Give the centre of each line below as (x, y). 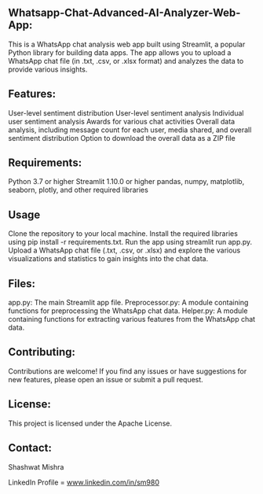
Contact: (30, 448)
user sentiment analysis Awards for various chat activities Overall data (122, 121)
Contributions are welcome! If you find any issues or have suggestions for (128, 371)
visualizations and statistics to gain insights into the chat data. (108, 259)
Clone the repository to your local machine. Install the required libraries (123, 234)
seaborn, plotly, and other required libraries (79, 190)
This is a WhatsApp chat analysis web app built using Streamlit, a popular (127, 44)
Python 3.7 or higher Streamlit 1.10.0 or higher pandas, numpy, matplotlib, (126, 182)
